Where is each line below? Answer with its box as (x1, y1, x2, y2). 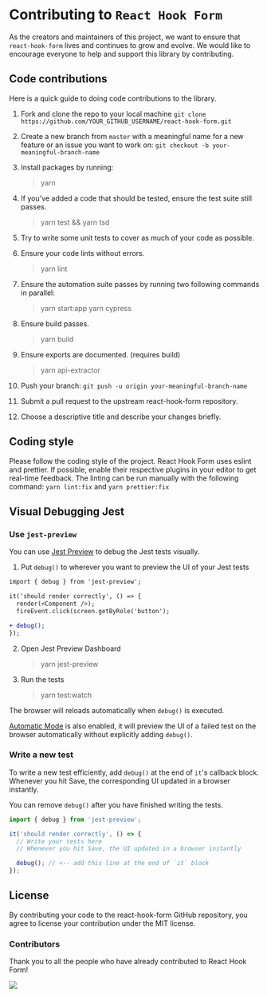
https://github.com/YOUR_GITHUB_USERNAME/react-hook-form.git (20, 118, 232, 126)
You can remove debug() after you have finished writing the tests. (9, 800, 224, 809)
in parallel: (20, 288, 55, 297)
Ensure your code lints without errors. (20, 248, 145, 257)
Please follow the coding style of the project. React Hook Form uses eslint (9, 456, 252, 465)
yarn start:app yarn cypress (40, 303, 132, 313)
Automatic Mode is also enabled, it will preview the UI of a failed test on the (9, 721, 257, 731)
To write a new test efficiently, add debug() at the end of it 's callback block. (9, 768, 260, 777)
